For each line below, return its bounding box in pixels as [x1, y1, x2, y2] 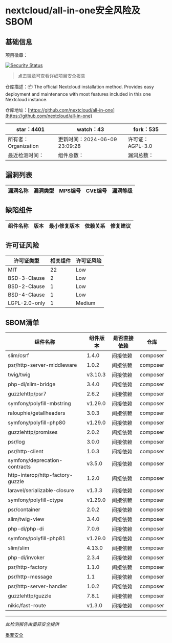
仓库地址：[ [5, 107, 30, 113]
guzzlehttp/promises [8, 429, 58, 436]
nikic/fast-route [8, 602, 46, 609]
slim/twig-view [8, 516, 45, 523]
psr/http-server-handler [8, 583, 68, 590]
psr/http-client [8, 448, 44, 455]
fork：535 [133, 126, 159, 133]
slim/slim [8, 544, 30, 551]
